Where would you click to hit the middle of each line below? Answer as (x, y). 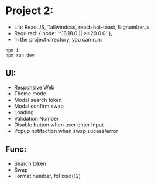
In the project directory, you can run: (58, 39)
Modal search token (38, 100)
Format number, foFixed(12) (47, 176)
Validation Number (36, 118)
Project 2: (30, 11)
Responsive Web (34, 87)
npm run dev (20, 55)
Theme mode (30, 93)
